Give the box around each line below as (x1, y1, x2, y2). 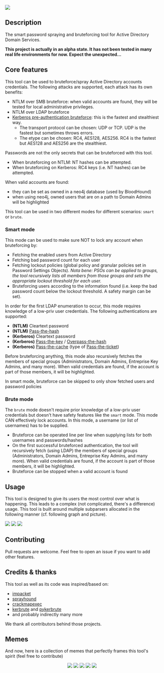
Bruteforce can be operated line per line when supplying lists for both (12, 432, 152, 438)
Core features (5, 66, 48, 74)
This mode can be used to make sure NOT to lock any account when (5, 237, 143, 243)
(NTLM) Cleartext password (12, 323, 69, 328)
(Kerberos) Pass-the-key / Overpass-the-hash (12, 338, 106, 344)
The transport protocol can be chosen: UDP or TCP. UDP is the (19, 125, 146, 130)
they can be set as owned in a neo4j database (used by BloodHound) (12, 189, 152, 195)
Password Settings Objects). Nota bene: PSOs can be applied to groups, (12, 267, 158, 273)
